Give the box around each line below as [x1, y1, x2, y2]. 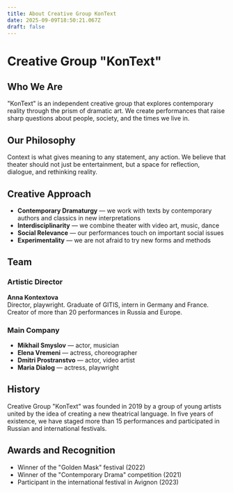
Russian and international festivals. [7, 424, 107, 432]
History [7, 384, 40, 395]
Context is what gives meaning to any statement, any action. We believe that [7, 153, 226, 161]
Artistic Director [7, 277, 63, 287]
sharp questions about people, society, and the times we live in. [7, 114, 190, 123]
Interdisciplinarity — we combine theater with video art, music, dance [17, 221, 220, 229]
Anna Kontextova [7, 293, 59, 301]
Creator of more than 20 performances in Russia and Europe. [7, 308, 183, 316]
